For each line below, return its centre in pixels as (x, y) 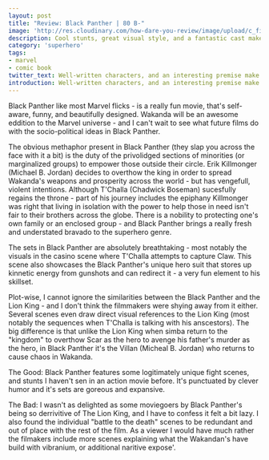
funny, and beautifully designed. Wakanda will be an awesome (135, 114)
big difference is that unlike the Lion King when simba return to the (118, 331)
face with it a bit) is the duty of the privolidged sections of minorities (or (126, 155)
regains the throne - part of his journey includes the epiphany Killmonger (128, 198)
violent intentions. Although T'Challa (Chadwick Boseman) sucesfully (122, 189)
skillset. (21, 281)
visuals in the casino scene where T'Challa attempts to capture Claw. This (130, 256)
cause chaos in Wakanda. (51, 357)
